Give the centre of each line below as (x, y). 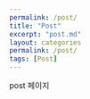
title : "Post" (36, 26)
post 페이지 (29, 85)
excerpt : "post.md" (45, 34)
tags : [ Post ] (33, 59)
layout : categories (45, 42)
